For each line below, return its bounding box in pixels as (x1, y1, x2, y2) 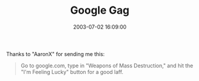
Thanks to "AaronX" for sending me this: (6, 50, 105, 57)
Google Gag (70, 4, 129, 17)
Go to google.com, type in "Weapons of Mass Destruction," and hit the (20, 62, 194, 69)
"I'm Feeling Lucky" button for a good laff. (20, 68, 124, 75)
